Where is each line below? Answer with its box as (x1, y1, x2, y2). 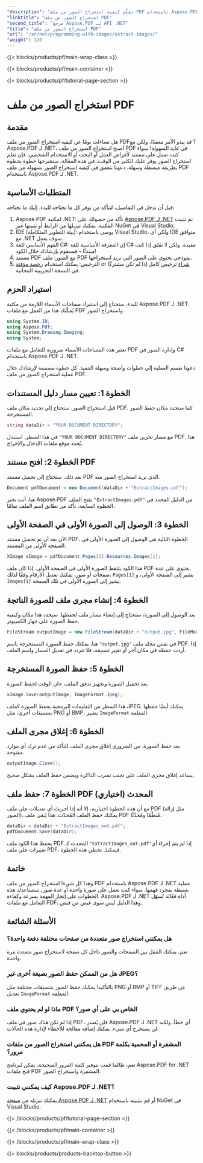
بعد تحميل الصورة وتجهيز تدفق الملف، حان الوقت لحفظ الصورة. (7, 680, 149, 687)
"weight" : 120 (7, 37, 43, 43)
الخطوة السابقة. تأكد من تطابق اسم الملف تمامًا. (7, 502, 115, 509)
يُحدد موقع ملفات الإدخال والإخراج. (7, 439, 83, 447)
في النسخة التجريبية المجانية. (15, 266, 80, 274)
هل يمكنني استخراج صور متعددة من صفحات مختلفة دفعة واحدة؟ (7, 934, 172, 943)
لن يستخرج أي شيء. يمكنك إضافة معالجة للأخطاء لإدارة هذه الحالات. (7, 1025, 159, 1032)
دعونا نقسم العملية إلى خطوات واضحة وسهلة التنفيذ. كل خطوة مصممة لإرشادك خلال (7, 364, 196, 371)
